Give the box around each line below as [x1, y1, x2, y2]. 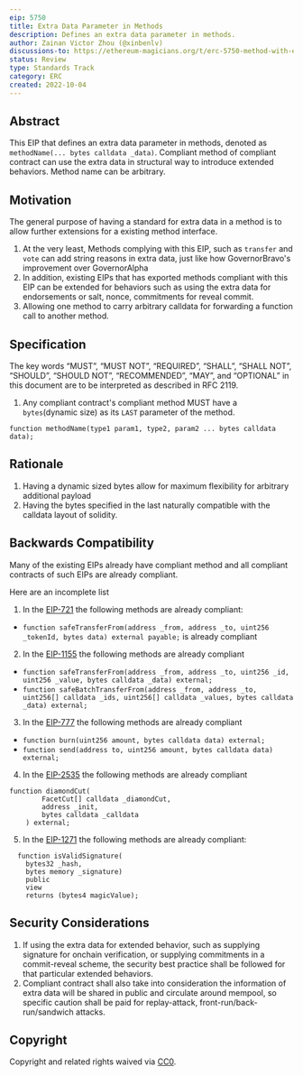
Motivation [9, 192, 72, 207]
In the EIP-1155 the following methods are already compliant [22, 648, 245, 659]
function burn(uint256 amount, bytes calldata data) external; [22, 736, 266, 745]
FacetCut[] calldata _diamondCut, [41, 795, 171, 804]
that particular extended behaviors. [22, 968, 153, 979]
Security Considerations [9, 915, 151, 931]
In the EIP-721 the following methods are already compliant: [22, 603, 243, 614]
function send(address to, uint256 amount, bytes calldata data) [22, 745, 273, 754]
